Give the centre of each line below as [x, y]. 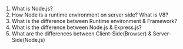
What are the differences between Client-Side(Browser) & [81, 34]
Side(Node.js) [28, 40]
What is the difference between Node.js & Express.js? [77, 27]
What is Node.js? [32, 9]
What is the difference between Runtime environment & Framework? [94, 21]
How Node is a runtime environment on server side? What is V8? [90, 15]
